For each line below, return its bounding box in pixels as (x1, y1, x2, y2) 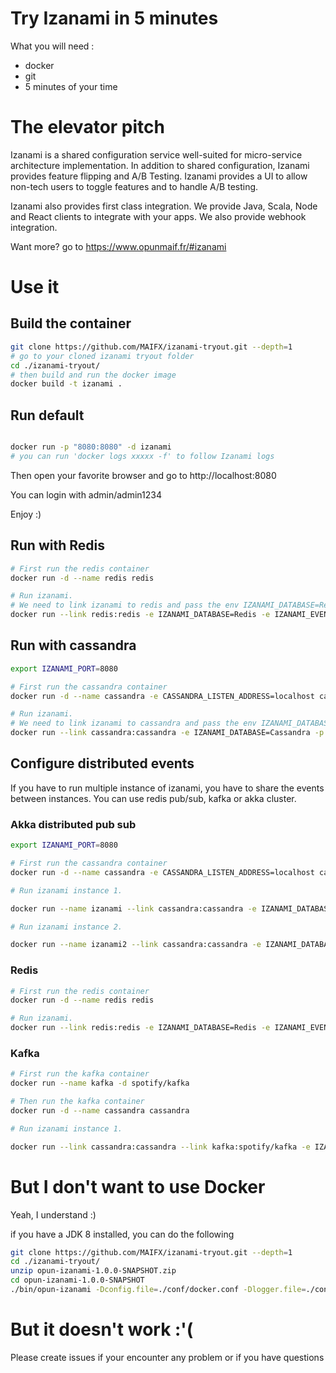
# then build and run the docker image (10, 370, 177, 380)
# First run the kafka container (10, 1069, 150, 1079)
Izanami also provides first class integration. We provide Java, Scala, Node (10, 200, 318, 212)
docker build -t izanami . (10, 379, 123, 389)
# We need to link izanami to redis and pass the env (10, 600, 240, 611)
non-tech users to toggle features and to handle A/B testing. (10, 180, 259, 192)
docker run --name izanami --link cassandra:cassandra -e (10, 903, 257, 914)
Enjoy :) (10, 508, 42, 520)
